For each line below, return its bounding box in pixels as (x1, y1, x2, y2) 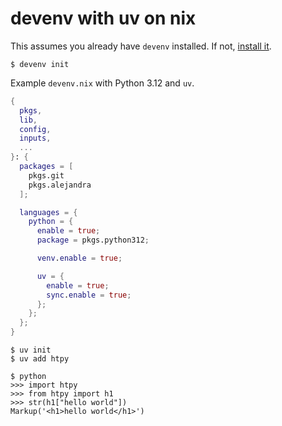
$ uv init (10, 345, 52, 356)
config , (19, 124, 52, 134)
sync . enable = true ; (46, 290, 132, 300)
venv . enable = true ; (36, 253, 123, 264)
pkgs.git (28, 170, 65, 181)
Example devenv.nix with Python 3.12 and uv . (10, 77, 195, 89)
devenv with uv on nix (10, 7, 197, 30)
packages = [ (19, 162, 74, 172)
